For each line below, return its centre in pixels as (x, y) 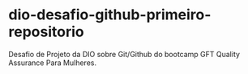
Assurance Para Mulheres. (53, 63)
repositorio (46, 32)
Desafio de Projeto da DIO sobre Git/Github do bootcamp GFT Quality (124, 54)
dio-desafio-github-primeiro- (110, 15)
